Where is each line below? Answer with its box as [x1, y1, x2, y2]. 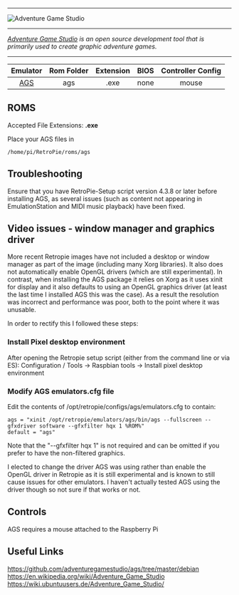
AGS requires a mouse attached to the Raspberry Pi [7, 524, 159, 533]
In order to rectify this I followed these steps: [7, 319, 139, 328]
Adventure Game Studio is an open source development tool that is [7, 35, 205, 43]
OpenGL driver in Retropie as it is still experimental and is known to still [7, 470, 216, 479]
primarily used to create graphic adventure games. [7, 42, 157, 51]
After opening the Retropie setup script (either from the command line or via [7, 353, 230, 362]
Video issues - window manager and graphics [7, 222, 215, 235]
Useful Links [7, 546, 64, 558]
